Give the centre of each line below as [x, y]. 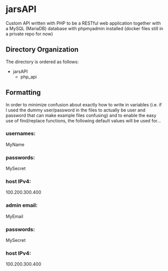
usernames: [20, 133]
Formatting [23, 93]
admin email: [22, 205]
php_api [28, 77]
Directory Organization [42, 49]
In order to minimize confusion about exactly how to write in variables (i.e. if [84, 104]
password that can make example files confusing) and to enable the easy [81, 115]
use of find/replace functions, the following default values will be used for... [83, 120]
